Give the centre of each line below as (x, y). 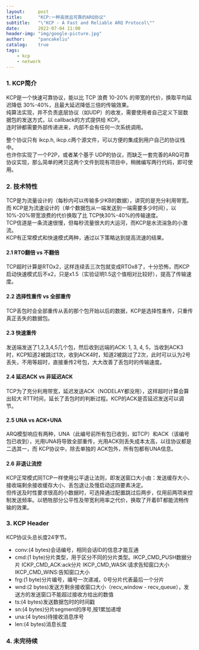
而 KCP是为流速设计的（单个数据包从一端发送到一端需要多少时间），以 (91, 208)
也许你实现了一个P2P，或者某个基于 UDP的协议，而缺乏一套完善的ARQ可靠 (98, 155)
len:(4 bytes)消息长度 (41, 624)
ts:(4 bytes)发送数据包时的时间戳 (55, 602)
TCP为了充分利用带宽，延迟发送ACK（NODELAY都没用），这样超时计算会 (95, 391)
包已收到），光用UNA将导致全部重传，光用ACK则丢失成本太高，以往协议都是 (99, 441)
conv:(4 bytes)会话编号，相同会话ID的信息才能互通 (77, 549)
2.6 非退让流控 (24, 463)
